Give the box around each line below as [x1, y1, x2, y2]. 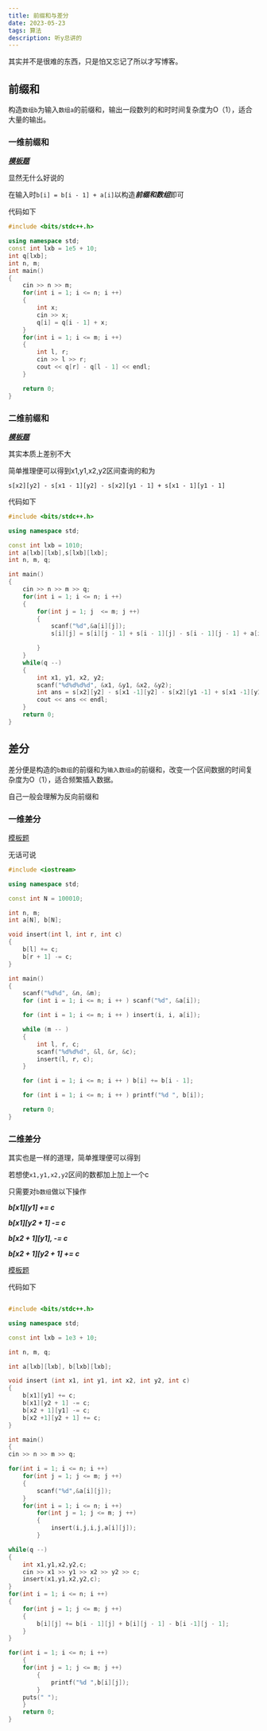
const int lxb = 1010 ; [8, 541, 83, 549]
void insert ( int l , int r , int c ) [8, 930, 123, 939]
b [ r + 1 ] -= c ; [22, 953, 73, 961]
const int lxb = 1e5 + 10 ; [8, 244, 98, 253]
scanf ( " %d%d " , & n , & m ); [22, 989, 102, 997]
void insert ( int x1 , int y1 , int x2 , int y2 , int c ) [8, 1377, 191, 1385]
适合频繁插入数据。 [54, 774, 118, 784]
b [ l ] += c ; [22, 945, 59, 953]
